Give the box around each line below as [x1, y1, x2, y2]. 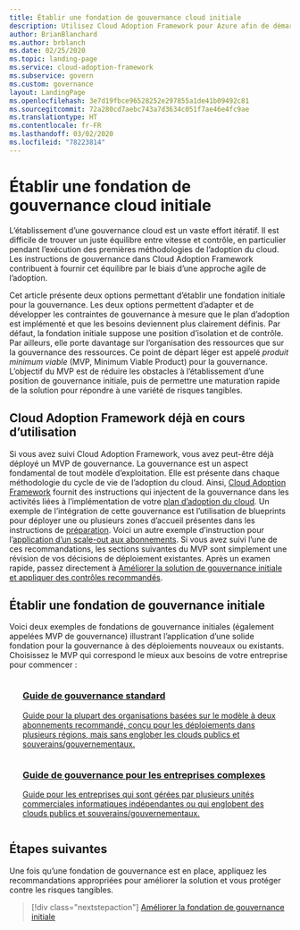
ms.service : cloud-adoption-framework [9, 63, 154, 72]
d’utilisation [9, 425, 78, 440]
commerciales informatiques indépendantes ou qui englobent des [21, 798, 265, 809]
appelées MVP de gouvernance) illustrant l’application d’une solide [9, 631, 254, 642]
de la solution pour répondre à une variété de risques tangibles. [9, 385, 243, 395]
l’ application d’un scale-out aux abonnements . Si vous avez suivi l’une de [9, 534, 279, 545]
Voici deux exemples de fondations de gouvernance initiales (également [9, 621, 275, 632]
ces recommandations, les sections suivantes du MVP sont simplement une [9, 543, 287, 554]
